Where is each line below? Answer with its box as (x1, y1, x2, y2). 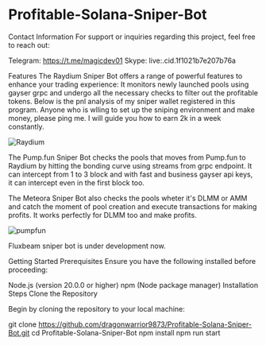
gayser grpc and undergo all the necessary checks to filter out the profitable (8, 87, 258, 97)
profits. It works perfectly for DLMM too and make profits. (8, 210, 197, 219)
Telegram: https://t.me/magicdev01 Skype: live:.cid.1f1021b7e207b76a (8, 56, 237, 65)
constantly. (8, 122, 45, 131)
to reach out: (8, 40, 50, 49)
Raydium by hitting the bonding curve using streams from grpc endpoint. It (8, 161, 253, 170)
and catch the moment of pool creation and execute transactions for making (8, 201, 257, 211)
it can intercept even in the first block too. (8, 177, 145, 188)
